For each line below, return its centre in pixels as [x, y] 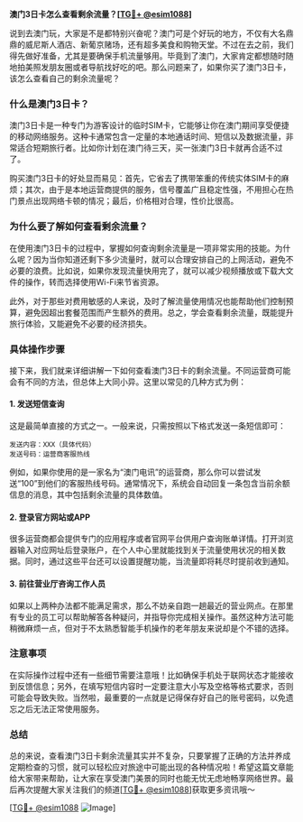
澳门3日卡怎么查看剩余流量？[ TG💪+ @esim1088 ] [101, 14]
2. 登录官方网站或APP [50, 517]
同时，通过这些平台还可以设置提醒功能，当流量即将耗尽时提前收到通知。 [159, 561]
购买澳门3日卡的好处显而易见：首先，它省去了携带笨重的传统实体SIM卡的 [146, 179]
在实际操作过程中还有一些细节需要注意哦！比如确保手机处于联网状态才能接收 [151, 675]
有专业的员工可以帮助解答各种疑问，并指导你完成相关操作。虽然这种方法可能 [151, 616]
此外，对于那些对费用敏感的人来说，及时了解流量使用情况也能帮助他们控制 [147, 300]
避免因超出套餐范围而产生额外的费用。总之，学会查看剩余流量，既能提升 [159, 312]
